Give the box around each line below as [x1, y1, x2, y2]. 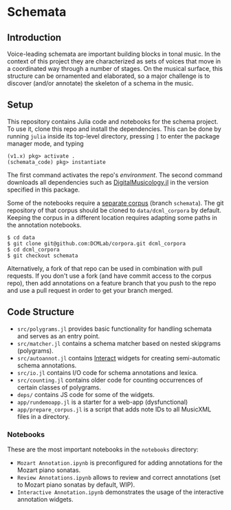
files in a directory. [16, 412, 70, 420]
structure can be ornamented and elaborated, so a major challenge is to [7, 72, 210, 80]
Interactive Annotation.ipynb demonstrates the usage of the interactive [16, 487, 224, 496]
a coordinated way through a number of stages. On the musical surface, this [7, 65, 223, 72]
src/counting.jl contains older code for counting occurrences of [16, 376, 203, 384]
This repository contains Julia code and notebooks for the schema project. [7, 117, 219, 125]
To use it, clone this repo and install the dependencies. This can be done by [7, 125, 221, 133]
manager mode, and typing [7, 139, 84, 147]
